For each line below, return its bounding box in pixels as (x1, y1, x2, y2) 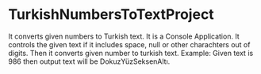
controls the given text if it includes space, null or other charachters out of (8, 39, 251, 49)
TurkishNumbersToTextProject (8, 6, 214, 24)
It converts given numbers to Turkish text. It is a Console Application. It (8, 31, 240, 41)
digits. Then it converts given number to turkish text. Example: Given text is (8, 48, 254, 57)
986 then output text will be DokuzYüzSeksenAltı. (8, 57, 171, 66)
